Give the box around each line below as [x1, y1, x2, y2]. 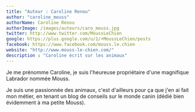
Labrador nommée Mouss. [6, 75, 70, 82]
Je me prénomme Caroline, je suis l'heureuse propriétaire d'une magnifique [6, 68, 189, 75]
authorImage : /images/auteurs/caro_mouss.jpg [6, 25, 119, 31]
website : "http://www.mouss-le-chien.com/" [6, 47, 115, 53]
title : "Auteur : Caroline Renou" [6, 8, 91, 15]
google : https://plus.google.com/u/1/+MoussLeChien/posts [6, 36, 151, 42]
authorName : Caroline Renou [6, 19, 75, 25]
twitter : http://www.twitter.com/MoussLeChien [6, 31, 122, 37]
